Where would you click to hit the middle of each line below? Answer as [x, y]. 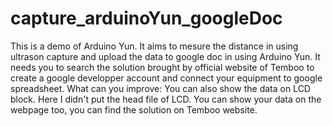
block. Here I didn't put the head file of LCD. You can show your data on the [166, 99]
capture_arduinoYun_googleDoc [146, 18]
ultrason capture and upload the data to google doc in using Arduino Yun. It [165, 56]
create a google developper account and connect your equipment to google [166, 78]
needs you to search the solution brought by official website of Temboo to [162, 67]
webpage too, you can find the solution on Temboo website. [134, 109]
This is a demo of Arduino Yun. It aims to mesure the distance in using [154, 46]
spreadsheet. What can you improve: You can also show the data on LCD [160, 88]
